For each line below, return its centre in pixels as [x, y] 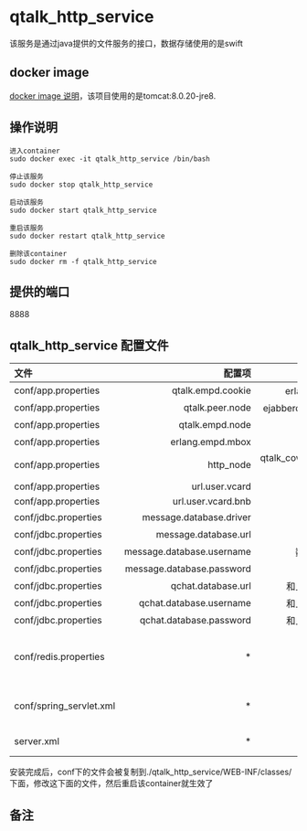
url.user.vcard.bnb [212, 502]
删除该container [38, 253]
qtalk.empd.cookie [212, 390]
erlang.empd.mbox [211, 442]
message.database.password [188, 569]
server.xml [37, 741]
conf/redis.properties [59, 657]
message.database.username [187, 552]
